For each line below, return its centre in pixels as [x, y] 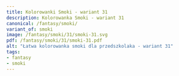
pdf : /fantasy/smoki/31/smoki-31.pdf [54, 40]
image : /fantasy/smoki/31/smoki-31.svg [57, 35]
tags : [13, 52]
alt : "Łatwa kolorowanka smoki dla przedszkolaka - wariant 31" [90, 47]
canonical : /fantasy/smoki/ [42, 23]
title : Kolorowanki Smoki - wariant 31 [57, 12]
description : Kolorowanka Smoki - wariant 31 [65, 18]
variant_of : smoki [30, 29]
